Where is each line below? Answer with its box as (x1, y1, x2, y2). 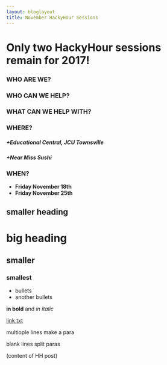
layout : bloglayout (6, 8, 55, 15)
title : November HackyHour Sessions (6, 15, 98, 21)
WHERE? (6, 123, 33, 132)
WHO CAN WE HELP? (6, 91, 70, 100)
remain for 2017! (6, 53, 90, 67)
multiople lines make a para (6, 329, 75, 336)
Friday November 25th (14, 189, 73, 197)
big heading (6, 231, 68, 245)
